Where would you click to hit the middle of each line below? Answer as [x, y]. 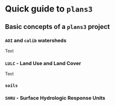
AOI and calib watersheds [36, 40]
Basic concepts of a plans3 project [57, 27]
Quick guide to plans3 [49, 9]
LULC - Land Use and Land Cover [43, 63]
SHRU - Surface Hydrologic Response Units [55, 98]
